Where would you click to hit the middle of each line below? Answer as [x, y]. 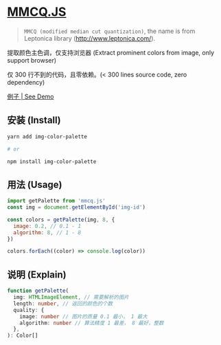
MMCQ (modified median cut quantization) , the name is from [109, 31]
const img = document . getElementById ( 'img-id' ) [77, 207]
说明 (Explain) [37, 274]
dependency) [26, 82]
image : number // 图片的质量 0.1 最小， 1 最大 [83, 316]
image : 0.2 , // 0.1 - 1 [47, 226]
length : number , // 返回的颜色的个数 [63, 304]
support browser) [32, 60]
